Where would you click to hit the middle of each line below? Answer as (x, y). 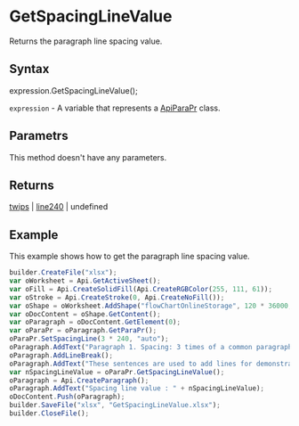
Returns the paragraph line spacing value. (86, 41)
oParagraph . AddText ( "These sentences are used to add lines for (131, 364)
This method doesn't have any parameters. (88, 157)
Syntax (29, 69)
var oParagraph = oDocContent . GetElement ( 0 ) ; (95, 323)
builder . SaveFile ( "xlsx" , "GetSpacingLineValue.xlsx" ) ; (115, 406)
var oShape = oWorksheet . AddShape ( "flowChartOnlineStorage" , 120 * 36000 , (151, 306)
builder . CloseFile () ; (49, 414)
